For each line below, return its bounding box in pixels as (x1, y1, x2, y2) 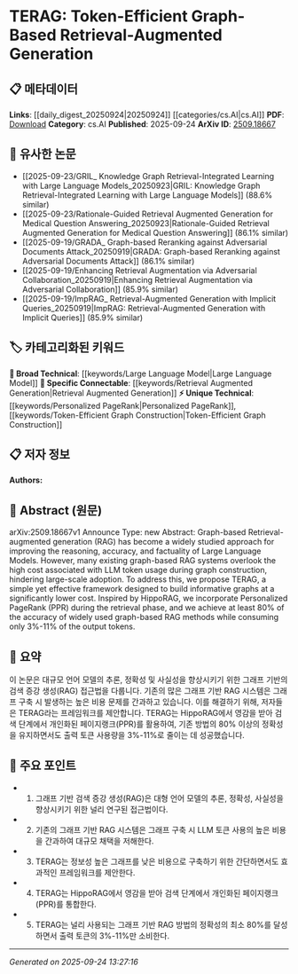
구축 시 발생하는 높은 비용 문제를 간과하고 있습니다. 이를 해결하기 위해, (18, 696, 260, 707)
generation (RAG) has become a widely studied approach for (52, 537, 275, 547)
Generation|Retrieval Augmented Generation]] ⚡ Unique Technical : (9, 388, 255, 398)
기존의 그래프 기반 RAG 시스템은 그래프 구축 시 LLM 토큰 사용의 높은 (35, 824, 271, 835)
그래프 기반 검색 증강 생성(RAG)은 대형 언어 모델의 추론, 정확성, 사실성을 (35, 792, 284, 804)
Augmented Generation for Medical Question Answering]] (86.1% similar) (21, 227, 289, 238)
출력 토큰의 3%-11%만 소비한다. (59, 930, 170, 941)
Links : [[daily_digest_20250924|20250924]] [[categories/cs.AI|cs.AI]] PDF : (9, 109, 285, 120)
